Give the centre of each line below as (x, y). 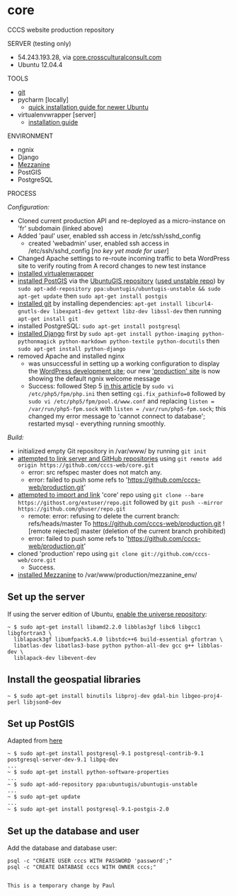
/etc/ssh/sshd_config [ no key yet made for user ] (99, 250)
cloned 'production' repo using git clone (77, 553)
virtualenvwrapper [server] (57, 115)
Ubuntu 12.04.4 (40, 64)
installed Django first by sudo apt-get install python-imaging (108, 333)
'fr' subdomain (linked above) (60, 228)
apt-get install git (48, 319)
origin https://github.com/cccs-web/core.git (86, 465)
